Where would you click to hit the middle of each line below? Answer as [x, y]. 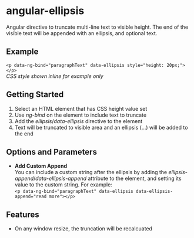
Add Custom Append [41, 166]
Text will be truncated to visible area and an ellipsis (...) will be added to [101, 127]
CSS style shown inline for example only [55, 76]
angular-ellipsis [45, 11]
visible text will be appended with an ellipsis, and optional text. [82, 33]
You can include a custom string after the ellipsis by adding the [91, 172]
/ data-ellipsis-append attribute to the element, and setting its [107, 178]
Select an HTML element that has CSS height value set [81, 108]
